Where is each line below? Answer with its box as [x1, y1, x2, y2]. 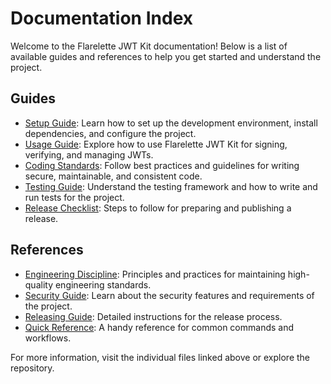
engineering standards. [54, 278, 152, 291]
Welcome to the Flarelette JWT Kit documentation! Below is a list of [10, 40, 288, 52]
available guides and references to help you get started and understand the [10, 50, 322, 62]
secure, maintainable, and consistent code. [24, 170, 203, 182]
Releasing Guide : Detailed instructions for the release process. [24, 310, 283, 322]
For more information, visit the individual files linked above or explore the [10, 351, 311, 363]
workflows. [24, 332, 72, 344]
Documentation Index [10, 7, 193, 30]
